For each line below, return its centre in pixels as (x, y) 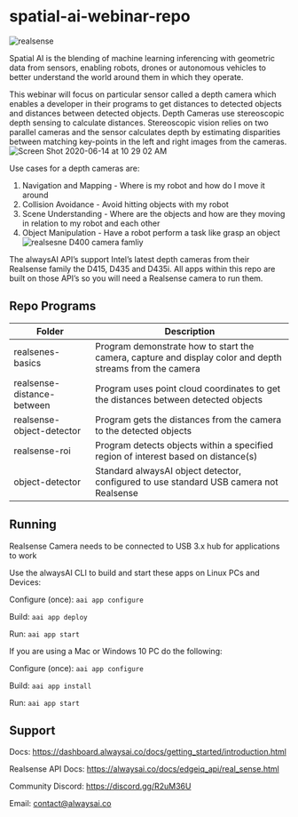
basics (27, 363)
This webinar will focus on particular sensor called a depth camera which (143, 94)
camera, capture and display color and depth (188, 357)
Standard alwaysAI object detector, (169, 470)
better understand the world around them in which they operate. (126, 76)
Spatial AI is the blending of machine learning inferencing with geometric (142, 58)
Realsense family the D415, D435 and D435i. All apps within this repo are (142, 268)
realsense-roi (42, 451)
